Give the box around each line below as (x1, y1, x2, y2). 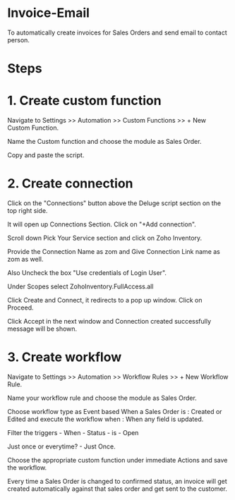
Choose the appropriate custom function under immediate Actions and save (7, 456, 228, 464)
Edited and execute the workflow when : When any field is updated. (7, 415, 204, 423)
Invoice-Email (7, 5, 90, 21)
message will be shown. (7, 324, 78, 333)
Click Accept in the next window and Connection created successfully (7, 317, 212, 325)
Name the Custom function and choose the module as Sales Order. (7, 138, 202, 146)
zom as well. (7, 255, 44, 263)
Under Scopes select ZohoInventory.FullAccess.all (7, 282, 154, 291)
